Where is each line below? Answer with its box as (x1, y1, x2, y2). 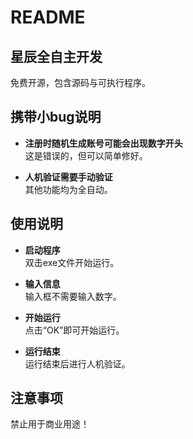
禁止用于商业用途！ (10, 418, 90, 430)
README (10, 6, 86, 29)
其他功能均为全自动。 (24, 183, 113, 195)
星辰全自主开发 (10, 48, 103, 65)
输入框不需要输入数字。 (24, 290, 122, 302)
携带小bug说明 (10, 109, 102, 126)
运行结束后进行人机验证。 (24, 357, 131, 370)
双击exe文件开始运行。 (24, 256, 120, 268)
